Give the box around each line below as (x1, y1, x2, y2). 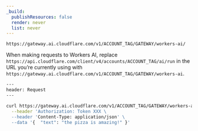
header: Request (6, 87, 46, 93)
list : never (11, 25, 41, 31)
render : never (11, 19, 46, 25)
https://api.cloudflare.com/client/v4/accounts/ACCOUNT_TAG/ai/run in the (6, 58, 190, 65)
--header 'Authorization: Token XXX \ (11, 108, 107, 115)
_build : (6, 8, 25, 15)
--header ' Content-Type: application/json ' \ (11, 114, 126, 120)
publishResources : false (11, 14, 72, 20)
